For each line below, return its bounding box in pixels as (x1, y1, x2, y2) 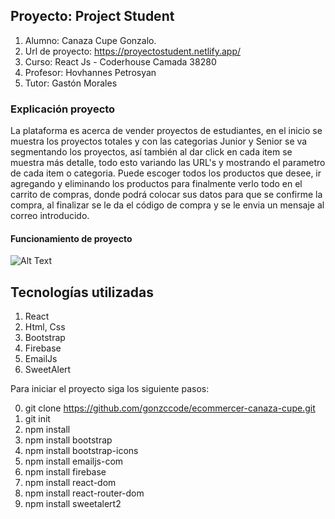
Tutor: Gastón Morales (24, 77, 118, 89)
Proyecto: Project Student (10, 8, 175, 25)
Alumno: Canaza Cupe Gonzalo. (24, 34, 157, 46)
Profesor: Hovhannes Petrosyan (24, 66, 157, 78)
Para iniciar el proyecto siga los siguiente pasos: (10, 383, 210, 395)
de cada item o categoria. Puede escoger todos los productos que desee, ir (10, 167, 322, 179)
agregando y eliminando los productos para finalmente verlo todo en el (10, 178, 303, 190)
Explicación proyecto (10, 102, 116, 116)
